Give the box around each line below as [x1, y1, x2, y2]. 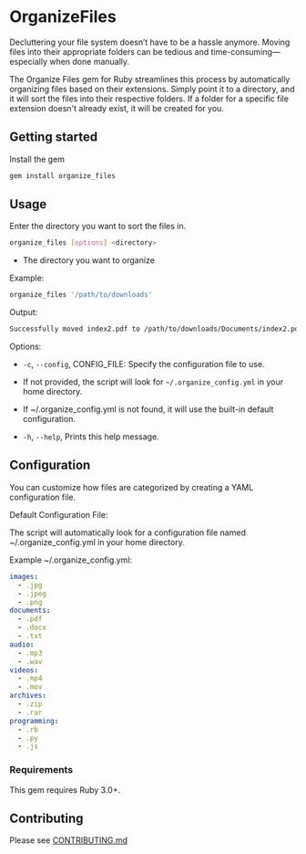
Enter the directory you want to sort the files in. [9, 221, 187, 232]
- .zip [17, 700, 43, 709]
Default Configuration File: [9, 509, 108, 520]
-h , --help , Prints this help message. [22, 431, 159, 442]
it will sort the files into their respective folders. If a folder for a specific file [9, 93, 290, 104]
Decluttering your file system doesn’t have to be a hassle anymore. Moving [9, 37, 291, 47]
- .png [17, 597, 43, 606]
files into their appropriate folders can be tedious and [9, 46, 209, 57]
